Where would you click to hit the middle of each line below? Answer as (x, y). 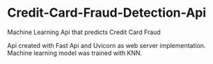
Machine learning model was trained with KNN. (75, 53)
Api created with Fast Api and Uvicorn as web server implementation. (106, 45)
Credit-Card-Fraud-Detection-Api (107, 13)
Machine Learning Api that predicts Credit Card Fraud (84, 32)
